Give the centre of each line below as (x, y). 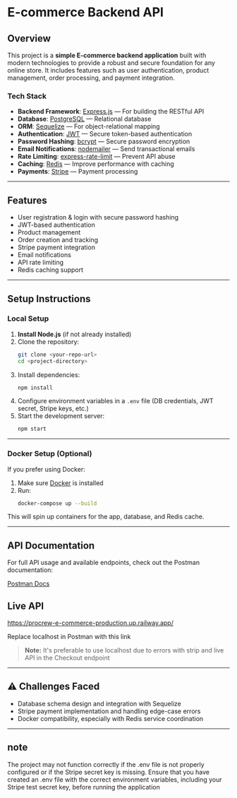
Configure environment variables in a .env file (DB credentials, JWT (115, 401)
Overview (29, 38)
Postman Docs (29, 584)
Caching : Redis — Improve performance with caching (96, 164)
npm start (32, 429)
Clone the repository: (48, 341)
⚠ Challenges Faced (54, 687)
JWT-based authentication (56, 225)
